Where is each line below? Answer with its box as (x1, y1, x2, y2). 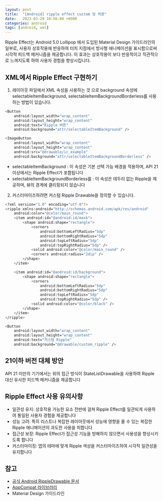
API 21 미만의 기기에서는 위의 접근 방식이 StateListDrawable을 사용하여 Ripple (5, 370, 155, 376)
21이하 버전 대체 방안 (5, 357, 64, 365)
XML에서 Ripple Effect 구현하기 (5, 73, 97, 81)
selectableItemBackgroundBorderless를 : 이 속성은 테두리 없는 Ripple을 (12, 176, 152, 181)
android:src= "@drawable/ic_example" (14, 149, 89, 154)
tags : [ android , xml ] (5, 25, 49, 30)
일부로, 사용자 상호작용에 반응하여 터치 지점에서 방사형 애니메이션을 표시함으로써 (5, 45, 157, 51)
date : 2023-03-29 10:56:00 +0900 (5, 16, 77, 21)
